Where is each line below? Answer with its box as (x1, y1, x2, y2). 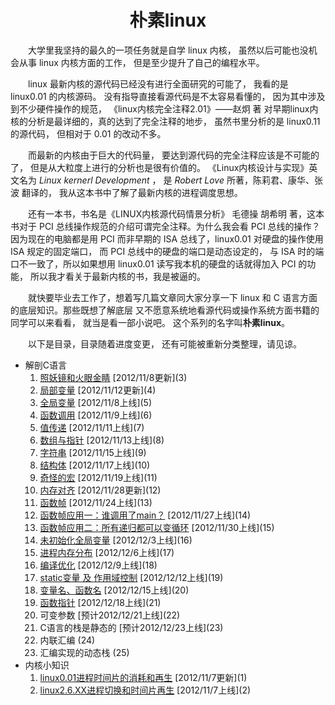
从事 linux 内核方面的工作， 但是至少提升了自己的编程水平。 (18, 56, 265, 68)
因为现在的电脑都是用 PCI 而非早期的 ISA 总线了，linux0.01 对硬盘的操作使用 (10, 232, 324, 245)
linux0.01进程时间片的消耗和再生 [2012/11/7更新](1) (39, 671, 248, 683)
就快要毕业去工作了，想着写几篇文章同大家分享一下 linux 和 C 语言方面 (27, 291, 318, 303)
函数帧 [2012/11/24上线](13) (39, 496, 153, 508)
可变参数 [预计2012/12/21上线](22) (39, 609, 181, 621)
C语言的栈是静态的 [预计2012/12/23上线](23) (39, 621, 224, 633)
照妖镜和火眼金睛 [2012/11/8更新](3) (39, 371, 188, 383)
